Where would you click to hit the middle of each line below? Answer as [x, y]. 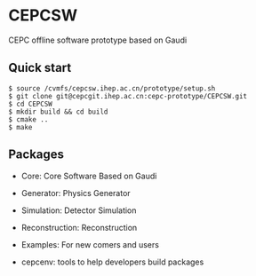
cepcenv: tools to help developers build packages [112, 262]
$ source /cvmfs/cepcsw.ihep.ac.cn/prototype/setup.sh [112, 88]
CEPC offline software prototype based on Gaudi [98, 40]
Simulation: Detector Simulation [79, 210]
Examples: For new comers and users [90, 244]
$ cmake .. [28, 119]
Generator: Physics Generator [76, 193]
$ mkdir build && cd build [58, 112]
